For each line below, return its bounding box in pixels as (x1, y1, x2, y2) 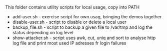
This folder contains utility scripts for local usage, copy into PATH (5, 4, 140, 10)
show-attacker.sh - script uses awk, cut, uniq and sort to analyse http (12, 35, 156, 41)
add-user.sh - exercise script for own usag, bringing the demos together (12, 14, 162, 19)
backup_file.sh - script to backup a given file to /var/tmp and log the (12, 24, 152, 30)
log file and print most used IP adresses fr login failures (12, 40, 126, 46)
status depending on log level (12, 30, 73, 35)
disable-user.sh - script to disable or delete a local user (12, 19, 126, 25)
